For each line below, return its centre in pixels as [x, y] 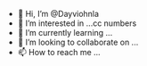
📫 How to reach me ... [59, 52]
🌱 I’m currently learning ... [65, 33]
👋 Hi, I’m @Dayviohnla [58, 14]
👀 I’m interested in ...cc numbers [77, 23]
